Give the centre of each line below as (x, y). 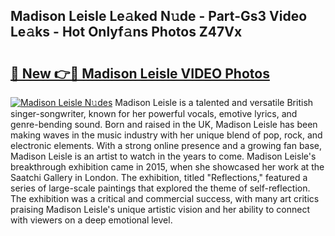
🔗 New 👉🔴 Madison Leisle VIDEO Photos (140, 73)
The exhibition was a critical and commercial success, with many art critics (165, 198)
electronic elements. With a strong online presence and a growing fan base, (166, 145)
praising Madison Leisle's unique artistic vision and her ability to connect (160, 209)
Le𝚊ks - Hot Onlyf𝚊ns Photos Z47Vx (126, 32)
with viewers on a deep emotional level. (91, 220)
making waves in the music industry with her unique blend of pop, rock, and (166, 135)
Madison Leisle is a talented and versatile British (214, 102)
